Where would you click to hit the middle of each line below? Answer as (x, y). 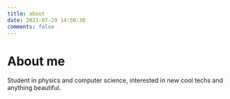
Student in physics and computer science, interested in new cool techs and (115, 80)
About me (36, 61)
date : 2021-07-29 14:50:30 (46, 20)
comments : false (31, 26)
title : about (26, 14)
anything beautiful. (34, 88)
